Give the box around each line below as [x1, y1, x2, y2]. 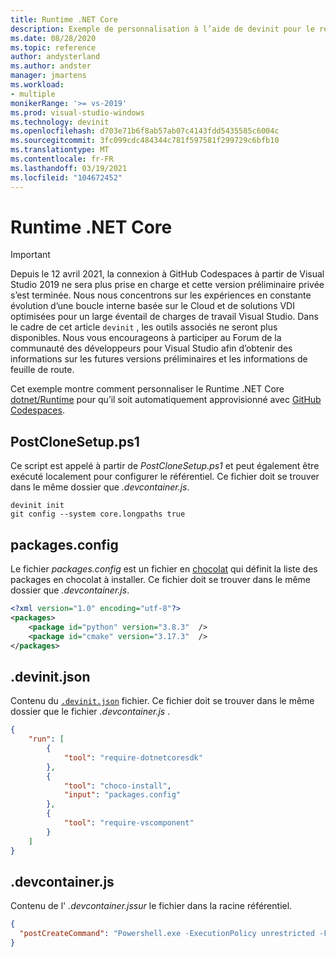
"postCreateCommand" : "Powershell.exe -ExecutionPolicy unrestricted [19, 929, 315, 939]
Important [10, 249, 51, 261]
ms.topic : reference [10, 42, 97, 53]
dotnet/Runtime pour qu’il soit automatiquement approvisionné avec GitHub [10, 394, 322, 406]
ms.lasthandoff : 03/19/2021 [10, 163, 128, 173]
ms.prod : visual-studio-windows [10, 107, 145, 118]
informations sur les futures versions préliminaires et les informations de [10, 353, 308, 365]
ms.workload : [10, 80, 65, 90]
